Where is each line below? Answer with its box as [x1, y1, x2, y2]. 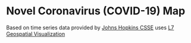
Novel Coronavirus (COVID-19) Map [6, 4, 186, 18]
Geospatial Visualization [6, 30, 65, 37]
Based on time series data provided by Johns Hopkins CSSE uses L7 [6, 24, 174, 31]
